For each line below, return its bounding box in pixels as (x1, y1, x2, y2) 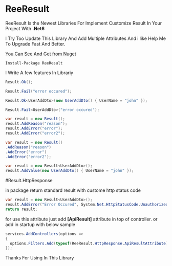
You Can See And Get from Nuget (5, 51, 77, 57)
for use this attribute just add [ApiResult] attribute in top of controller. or (5, 216, 158, 222)
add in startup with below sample (5, 221, 76, 228)
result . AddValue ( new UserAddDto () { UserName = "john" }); (5, 168, 134, 173)
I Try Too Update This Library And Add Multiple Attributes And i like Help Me (5, 35, 166, 41)
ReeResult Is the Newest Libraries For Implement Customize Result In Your (5, 20, 162, 26)
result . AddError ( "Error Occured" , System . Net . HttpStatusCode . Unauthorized (5, 202, 168, 207)
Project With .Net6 (5, 25, 45, 31)
